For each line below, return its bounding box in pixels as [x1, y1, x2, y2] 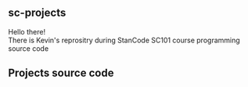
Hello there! [8, 27, 45, 36]
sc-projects [8, 6, 66, 20]
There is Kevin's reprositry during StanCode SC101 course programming [8, 35, 240, 45]
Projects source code [8, 67, 114, 80]
